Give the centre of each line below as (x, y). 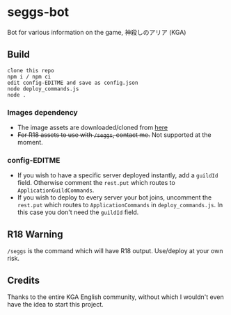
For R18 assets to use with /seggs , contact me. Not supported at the (114, 135)
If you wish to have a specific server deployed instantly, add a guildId (118, 175)
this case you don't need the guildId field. (78, 212)
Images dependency (42, 112)
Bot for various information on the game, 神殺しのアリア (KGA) (97, 32)
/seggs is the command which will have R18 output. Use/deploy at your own (115, 251)
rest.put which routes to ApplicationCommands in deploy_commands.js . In (120, 205)
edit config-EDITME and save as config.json (73, 83)
